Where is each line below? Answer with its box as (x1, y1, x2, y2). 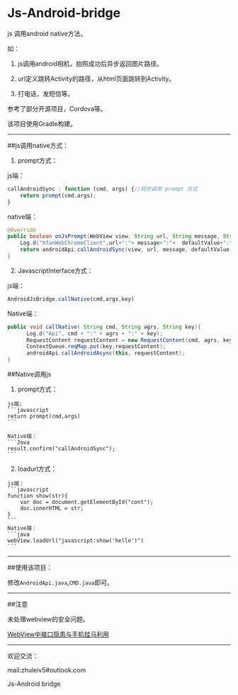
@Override (7, 226, 37, 234)
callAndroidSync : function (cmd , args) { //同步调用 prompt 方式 (7, 185, 198, 193)
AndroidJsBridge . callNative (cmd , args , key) (7, 295, 135, 302)
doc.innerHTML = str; (20, 505, 84, 512)
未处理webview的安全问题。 (7, 615, 90, 624)
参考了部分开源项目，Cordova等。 (7, 104, 108, 113)
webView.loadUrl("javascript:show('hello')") (7, 537, 144, 544)
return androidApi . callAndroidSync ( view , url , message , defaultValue (20, 246, 230, 253)
